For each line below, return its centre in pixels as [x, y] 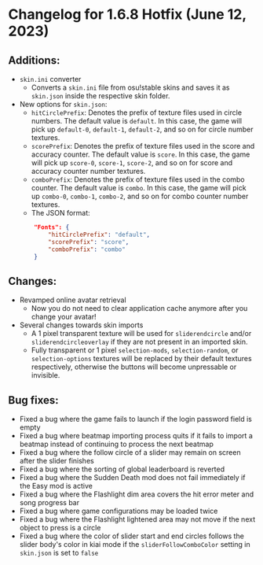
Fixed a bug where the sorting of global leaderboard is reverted [122, 469]
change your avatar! [64, 317]
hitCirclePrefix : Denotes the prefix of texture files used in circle [136, 113]
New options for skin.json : [63, 104]
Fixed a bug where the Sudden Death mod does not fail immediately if [132, 477]
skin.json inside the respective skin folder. [100, 96]
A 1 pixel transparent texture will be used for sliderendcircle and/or [141, 334]
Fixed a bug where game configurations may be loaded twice [119, 511]
